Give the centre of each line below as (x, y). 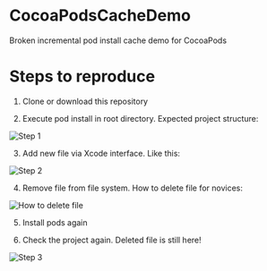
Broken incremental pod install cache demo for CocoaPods (118, 40)
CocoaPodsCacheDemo (100, 16)
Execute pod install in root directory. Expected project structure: (140, 118)
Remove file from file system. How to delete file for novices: (133, 188)
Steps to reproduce (82, 76)
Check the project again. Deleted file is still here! (112, 240)
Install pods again (55, 222)
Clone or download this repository (85, 101)
